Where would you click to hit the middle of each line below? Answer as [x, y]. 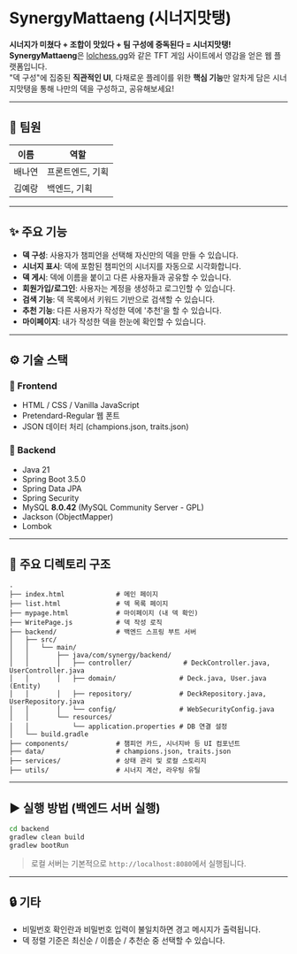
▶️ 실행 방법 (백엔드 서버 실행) [85, 808]
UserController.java [47, 671]
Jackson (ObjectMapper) [68, 516]
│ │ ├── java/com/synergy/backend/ [91, 656]
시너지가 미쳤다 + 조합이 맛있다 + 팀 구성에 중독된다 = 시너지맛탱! [120, 44]
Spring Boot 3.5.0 [54, 479]
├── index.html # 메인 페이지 [84, 595]
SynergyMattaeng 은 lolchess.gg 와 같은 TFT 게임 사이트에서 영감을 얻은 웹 [141, 55]
